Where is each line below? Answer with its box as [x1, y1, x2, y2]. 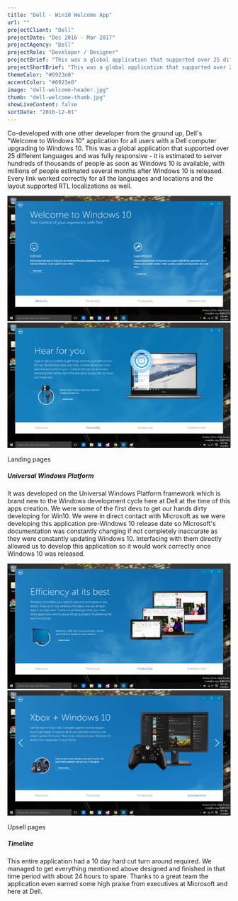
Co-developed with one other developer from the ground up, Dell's [7, 129, 203, 138]
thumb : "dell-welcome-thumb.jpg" [7, 94, 106, 101]
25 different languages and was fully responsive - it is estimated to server [7, 152, 222, 160]
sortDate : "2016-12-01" [7, 108, 78, 116]
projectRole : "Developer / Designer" [7, 49, 119, 56]
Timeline [7, 839, 34, 847]
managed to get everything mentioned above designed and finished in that [7, 864, 225, 873]
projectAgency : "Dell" [7, 41, 74, 49]
